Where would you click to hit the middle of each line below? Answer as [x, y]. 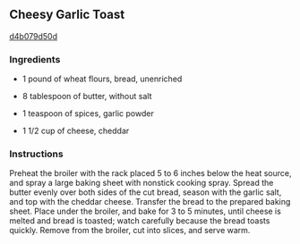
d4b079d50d [34, 36]
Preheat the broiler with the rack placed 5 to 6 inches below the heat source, [150, 173]
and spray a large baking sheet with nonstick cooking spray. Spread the [141, 183]
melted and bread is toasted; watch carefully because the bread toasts [140, 221]
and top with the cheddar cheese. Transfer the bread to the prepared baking [150, 202]
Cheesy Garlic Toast [67, 15]
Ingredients [35, 59]
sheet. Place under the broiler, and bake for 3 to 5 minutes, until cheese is [146, 211]
